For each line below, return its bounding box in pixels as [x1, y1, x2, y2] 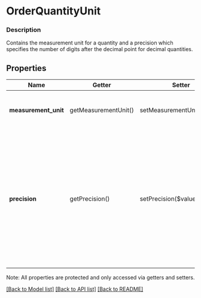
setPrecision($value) [139, 195, 199, 203]
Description [6, 26, 41, 34]
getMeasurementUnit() [69, 106, 135, 115]
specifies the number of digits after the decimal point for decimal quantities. [6, 46, 193, 53]
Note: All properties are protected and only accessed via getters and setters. [6, 274, 196, 281]
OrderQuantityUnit [6, 4, 101, 18]
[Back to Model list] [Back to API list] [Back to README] [6, 285, 144, 293]
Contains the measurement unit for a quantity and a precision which [6, 39, 173, 46]
